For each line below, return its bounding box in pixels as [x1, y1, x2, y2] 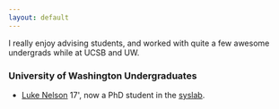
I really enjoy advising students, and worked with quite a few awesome [8, 38, 270, 48]
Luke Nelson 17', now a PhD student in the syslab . [21, 89, 205, 100]
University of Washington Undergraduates [8, 69, 197, 81]
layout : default [8, 13, 69, 22]
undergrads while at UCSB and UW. [8, 46, 140, 58]
